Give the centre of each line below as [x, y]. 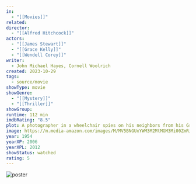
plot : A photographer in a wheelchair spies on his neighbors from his [95, 126]
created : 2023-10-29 [31, 71]
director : [18, 28]
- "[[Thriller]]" [32, 104]
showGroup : [19, 109]
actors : [15, 39]
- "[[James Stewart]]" [39, 44]
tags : [13, 77]
